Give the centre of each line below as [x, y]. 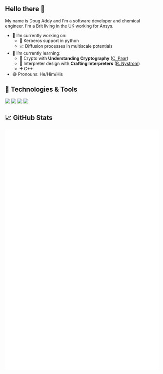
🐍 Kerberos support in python [49, 40]
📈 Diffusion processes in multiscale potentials [66, 46]
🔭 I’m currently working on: [39, 35]
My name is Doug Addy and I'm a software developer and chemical [73, 20]
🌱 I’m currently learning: [36, 53]
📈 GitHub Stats [29, 118]
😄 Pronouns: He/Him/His [38, 74]
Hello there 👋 [25, 9]
